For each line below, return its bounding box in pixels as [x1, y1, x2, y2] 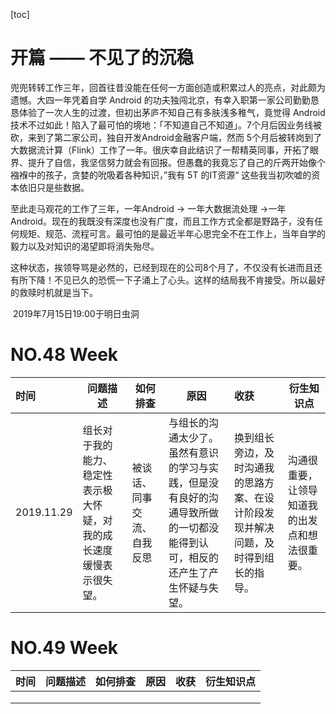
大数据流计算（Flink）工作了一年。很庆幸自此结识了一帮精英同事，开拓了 [10, 144, 310, 156]
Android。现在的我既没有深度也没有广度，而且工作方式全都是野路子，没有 [10, 215, 315, 227]
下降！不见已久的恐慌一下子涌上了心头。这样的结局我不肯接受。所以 [27, 274, 308, 286]
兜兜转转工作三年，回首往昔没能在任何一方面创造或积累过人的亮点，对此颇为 [10, 81, 326, 93]
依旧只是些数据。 [18, 181, 90, 193]
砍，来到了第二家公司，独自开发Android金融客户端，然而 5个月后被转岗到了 [10, 131, 323, 143]
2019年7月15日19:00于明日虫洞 [12, 307, 140, 319]
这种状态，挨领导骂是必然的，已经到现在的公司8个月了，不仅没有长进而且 [10, 261, 314, 273]
